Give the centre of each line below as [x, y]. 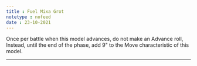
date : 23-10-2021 [28, 22]
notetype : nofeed [28, 17]
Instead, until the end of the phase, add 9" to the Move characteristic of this [98, 45]
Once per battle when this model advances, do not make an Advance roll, [95, 39]
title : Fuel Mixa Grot [35, 11]
